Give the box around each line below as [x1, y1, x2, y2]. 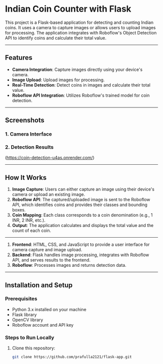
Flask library [12, 312, 37, 317]
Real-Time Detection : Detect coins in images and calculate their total [12, 82, 150, 88]
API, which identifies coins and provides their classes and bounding [12, 202, 148, 208]
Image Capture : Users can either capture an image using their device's [12, 186, 155, 192]
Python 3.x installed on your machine [12, 306, 86, 312]
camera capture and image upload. [12, 247, 82, 253]
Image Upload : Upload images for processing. [12, 77, 105, 83]
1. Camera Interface [5, 131, 52, 138]
